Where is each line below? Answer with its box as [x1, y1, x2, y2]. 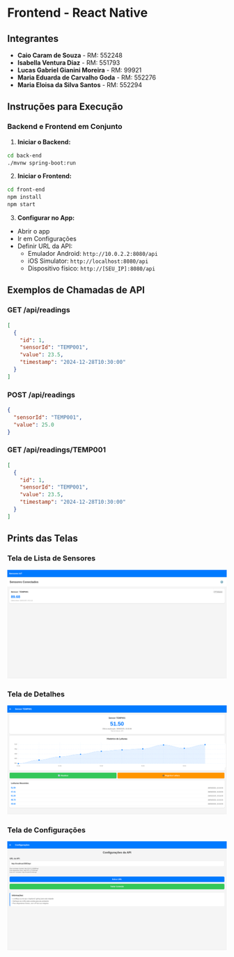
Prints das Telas [7, 533, 78, 544]
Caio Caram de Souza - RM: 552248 [17, 51, 123, 59]
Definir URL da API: [17, 242, 73, 250]
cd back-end [7, 152, 42, 159]
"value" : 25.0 [13, 421, 54, 428]
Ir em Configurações [17, 235, 77, 243]
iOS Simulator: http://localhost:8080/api [27, 257, 148, 266]
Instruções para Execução [7, 101, 123, 113]
